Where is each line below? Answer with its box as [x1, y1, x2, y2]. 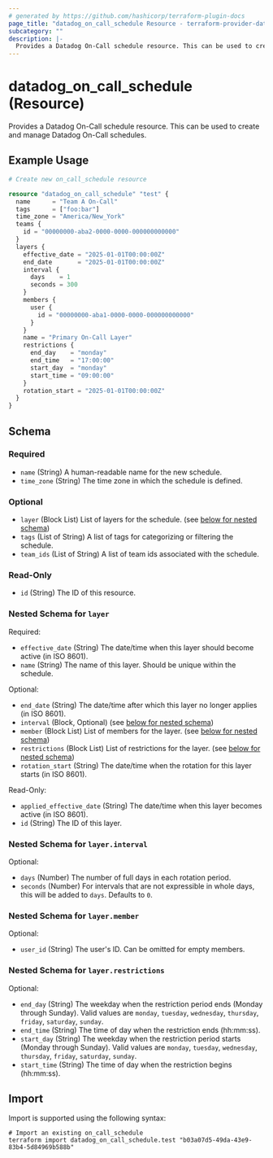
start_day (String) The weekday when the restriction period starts [19, 1033, 241, 1043]
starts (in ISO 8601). [19, 769, 88, 779]
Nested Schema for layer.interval [8, 838, 148, 850]
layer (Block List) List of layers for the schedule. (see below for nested [19, 514, 258, 525]
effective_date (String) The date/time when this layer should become [19, 642, 254, 652]
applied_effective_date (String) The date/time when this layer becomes [19, 801, 262, 811]
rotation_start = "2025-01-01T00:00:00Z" [23, 387, 165, 395]
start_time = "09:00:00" [29, 371, 115, 379]
